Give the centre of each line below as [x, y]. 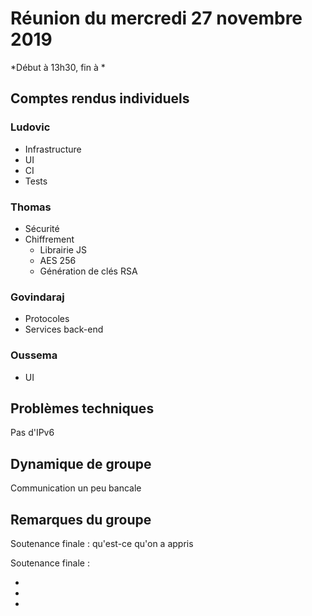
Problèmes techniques [82, 408]
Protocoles [47, 319]
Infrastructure [53, 149]
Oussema [34, 355]
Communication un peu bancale [76, 488]
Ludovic [30, 127]
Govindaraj [37, 297]
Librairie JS [63, 249]
